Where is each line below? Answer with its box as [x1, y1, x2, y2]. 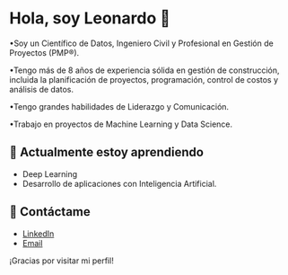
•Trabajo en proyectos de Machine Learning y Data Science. [9, 119, 233, 129]
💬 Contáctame [9, 204, 92, 219]
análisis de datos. [9, 84, 74, 94]
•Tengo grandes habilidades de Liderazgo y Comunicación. [9, 101, 230, 111]
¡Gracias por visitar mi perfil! [9, 255, 114, 266]
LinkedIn [22, 228, 55, 239]
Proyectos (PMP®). [9, 47, 80, 58]
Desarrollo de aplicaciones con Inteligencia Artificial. [22, 178, 217, 189]
